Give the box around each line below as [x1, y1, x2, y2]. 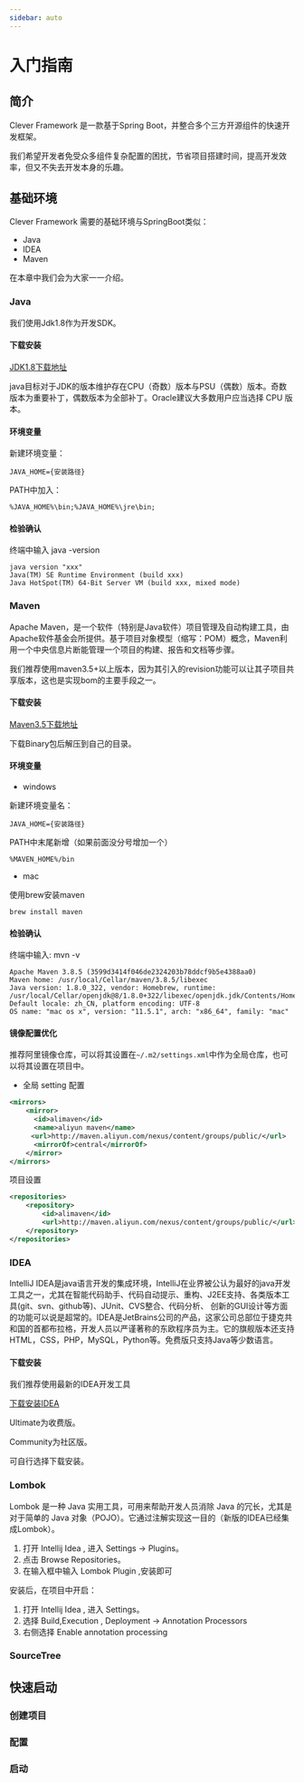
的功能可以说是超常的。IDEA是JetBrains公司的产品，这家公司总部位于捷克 [9, 1312, 285, 1323]
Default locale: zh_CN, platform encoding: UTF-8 [9, 999, 201, 1008]
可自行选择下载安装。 [9, 1456, 89, 1467]
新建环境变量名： [9, 800, 73, 811]
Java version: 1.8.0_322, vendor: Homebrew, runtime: [9, 984, 217, 993]
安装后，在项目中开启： [9, 1585, 97, 1595]
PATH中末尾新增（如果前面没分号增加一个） [9, 837, 173, 848]
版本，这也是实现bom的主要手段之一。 [16, 674, 161, 685]
